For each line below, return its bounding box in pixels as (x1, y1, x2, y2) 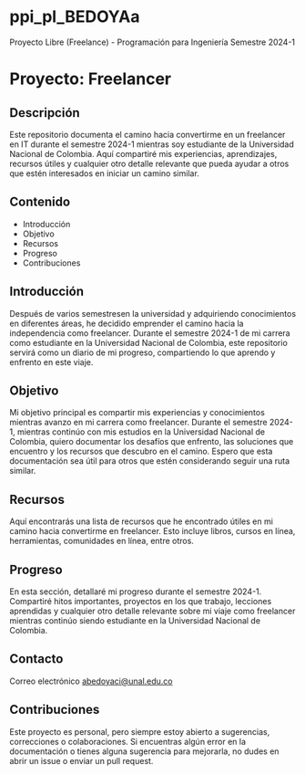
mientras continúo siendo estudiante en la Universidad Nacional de (9, 615, 261, 626)
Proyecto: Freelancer (9, 68, 171, 89)
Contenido (9, 194, 71, 210)
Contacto (9, 651, 64, 667)
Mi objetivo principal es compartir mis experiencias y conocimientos (9, 407, 266, 418)
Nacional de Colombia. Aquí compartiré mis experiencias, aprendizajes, (9, 148, 278, 159)
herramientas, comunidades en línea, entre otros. (9, 536, 194, 547)
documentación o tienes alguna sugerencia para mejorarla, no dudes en (9, 746, 280, 757)
